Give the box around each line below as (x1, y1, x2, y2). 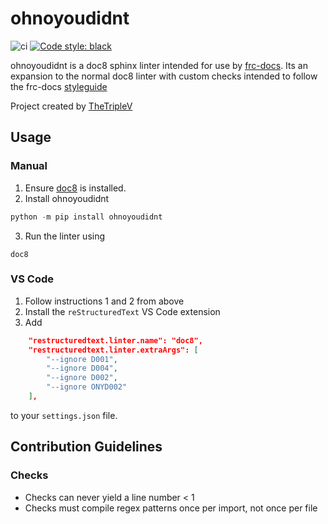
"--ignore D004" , (46, 363, 118, 374)
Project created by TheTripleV (10, 100, 133, 112)
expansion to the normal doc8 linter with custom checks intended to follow (10, 70, 318, 82)
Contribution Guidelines (10, 438, 163, 456)
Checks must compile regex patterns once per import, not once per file (24, 502, 318, 514)
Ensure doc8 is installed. (24, 182, 127, 194)
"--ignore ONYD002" (46, 382, 128, 392)
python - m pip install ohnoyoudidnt (10, 212, 163, 222)
